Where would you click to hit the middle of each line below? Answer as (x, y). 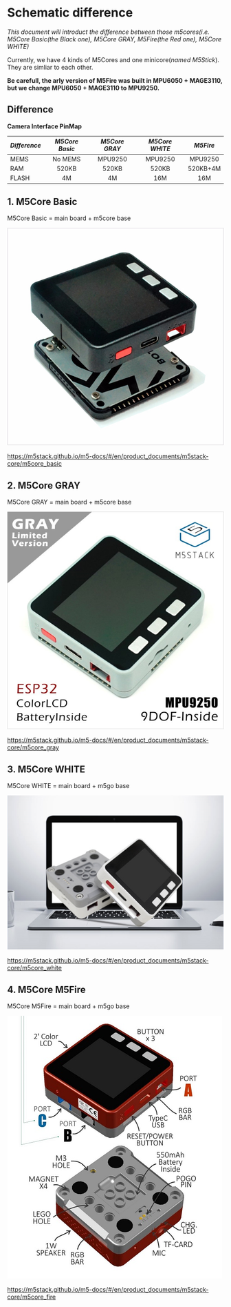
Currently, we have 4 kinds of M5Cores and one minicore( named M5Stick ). (113, 59)
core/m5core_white (34, 968)
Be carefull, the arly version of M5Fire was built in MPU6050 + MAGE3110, (115, 80)
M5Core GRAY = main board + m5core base (69, 502)
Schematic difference (70, 13)
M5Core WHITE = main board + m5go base (68, 785)
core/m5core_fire (32, 1297)
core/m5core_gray (33, 747)
